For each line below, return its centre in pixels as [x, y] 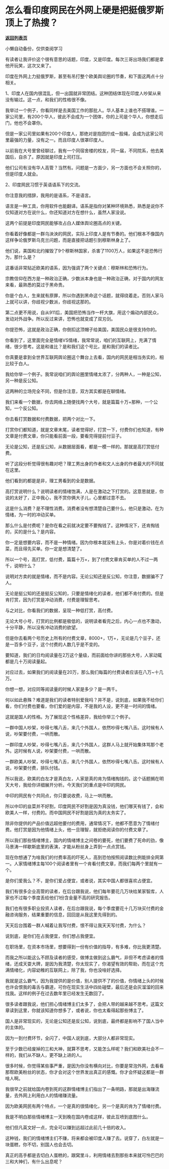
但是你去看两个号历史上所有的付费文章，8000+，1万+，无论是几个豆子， [81, 638]
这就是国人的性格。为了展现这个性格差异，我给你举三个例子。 [69, 717]
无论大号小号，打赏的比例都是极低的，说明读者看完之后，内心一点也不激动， [84, 621]
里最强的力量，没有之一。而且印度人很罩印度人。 [56, 140]
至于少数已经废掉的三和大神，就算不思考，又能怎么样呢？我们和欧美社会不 [82, 1049]
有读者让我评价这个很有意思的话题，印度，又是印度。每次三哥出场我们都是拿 [84, 59]
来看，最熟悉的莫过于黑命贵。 [36, 285]
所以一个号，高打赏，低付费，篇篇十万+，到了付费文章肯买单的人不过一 [79, 559]
